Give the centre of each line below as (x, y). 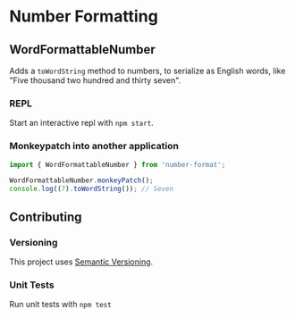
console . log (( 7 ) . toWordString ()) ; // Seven (92, 189)
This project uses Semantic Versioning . (81, 262)
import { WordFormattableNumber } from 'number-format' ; (118, 164)
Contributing (46, 217)
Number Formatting (84, 17)
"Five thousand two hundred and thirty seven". (95, 80)
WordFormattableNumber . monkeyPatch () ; (81, 180)
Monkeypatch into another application (94, 146)
